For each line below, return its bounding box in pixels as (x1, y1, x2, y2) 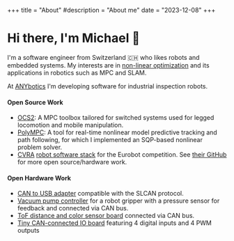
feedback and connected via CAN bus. (17, 204, 129, 212)
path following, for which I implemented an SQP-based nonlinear (17, 136, 203, 144)
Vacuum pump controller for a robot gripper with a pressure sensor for (17, 196, 220, 205)
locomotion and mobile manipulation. (17, 121, 124, 130)
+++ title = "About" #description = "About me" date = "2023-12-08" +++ (7, 6, 216, 14)
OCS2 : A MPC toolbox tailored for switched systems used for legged (17, 114, 214, 122)
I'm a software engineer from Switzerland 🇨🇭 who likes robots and (7, 53, 200, 61)
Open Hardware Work (7, 173, 72, 182)
